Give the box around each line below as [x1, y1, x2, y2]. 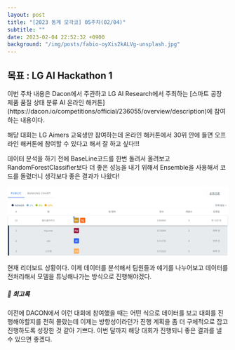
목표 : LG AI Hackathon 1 [7, 69, 113, 81]
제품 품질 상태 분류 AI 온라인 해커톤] [7, 98, 105, 107]
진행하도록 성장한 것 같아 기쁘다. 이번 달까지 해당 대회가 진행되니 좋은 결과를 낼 [7, 326, 222, 335]
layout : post [7, 11, 46, 18]
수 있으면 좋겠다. [7, 335, 53, 344]
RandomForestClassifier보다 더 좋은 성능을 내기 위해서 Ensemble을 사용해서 [7, 163, 219, 171]
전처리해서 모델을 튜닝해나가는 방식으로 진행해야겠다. [7, 272, 152, 281]
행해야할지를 [7, 318, 42, 326]
